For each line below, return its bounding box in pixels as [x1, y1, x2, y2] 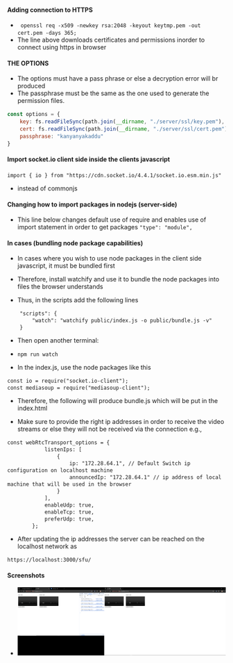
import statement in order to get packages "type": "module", [17, 223, 193, 231]
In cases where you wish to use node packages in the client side [17, 254, 202, 263]
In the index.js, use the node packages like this [17, 363, 151, 372]
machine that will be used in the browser [7, 481, 132, 488]
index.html [17, 404, 48, 413]
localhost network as [17, 542, 78, 550]
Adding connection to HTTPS [7, 6, 94, 14]
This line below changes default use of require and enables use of [17, 215, 207, 224]
